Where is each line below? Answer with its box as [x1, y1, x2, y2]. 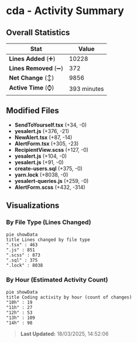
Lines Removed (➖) [9, 64, 63, 72]
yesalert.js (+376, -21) [14, 127, 69, 134]
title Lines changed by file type [6, 236, 91, 243]
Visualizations [6, 201, 60, 210]
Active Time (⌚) [9, 84, 54, 91]
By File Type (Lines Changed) [6, 218, 91, 226]
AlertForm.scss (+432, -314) [14, 184, 86, 191]
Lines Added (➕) [9, 55, 56, 63]
